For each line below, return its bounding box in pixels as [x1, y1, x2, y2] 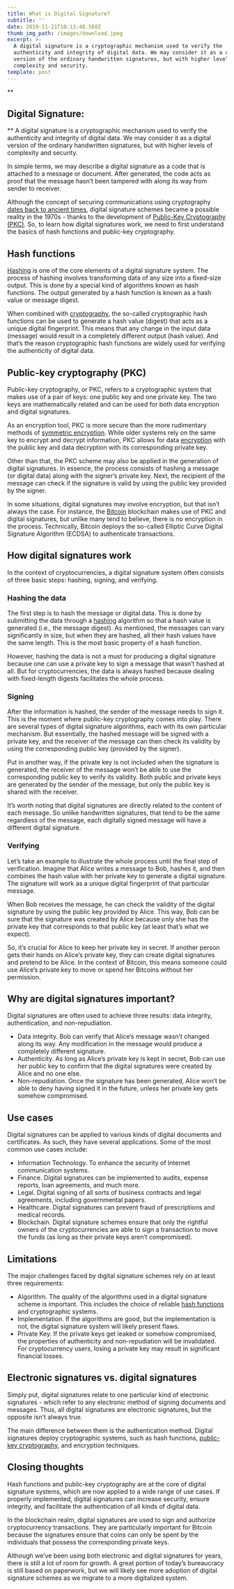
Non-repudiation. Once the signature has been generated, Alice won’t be [17, 1077, 226, 1085]
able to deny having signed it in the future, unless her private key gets [17, 1084, 218, 1092]
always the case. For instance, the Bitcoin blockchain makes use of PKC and [7, 507, 226, 515]
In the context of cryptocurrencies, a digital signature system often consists [7, 568, 224, 576]
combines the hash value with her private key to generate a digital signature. [7, 871, 227, 880]
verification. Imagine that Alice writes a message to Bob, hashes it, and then [7, 864, 225, 873]
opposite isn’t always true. [7, 1413, 83, 1421]
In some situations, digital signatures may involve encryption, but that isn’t [7, 499, 220, 508]
